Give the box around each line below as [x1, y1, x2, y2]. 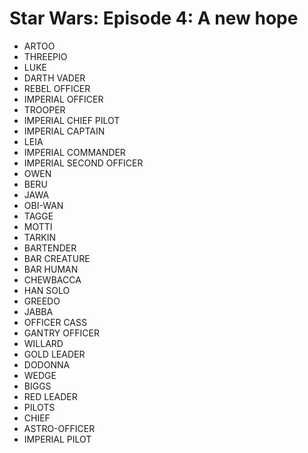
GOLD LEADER [23, 348, 86, 360]
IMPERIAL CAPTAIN [23, 125, 106, 137]
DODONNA [23, 358, 71, 371]
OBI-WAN [23, 199, 64, 211]
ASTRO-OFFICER [23, 422, 96, 434]
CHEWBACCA [23, 273, 82, 286]
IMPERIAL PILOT [23, 433, 92, 445]
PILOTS [23, 401, 56, 413]
